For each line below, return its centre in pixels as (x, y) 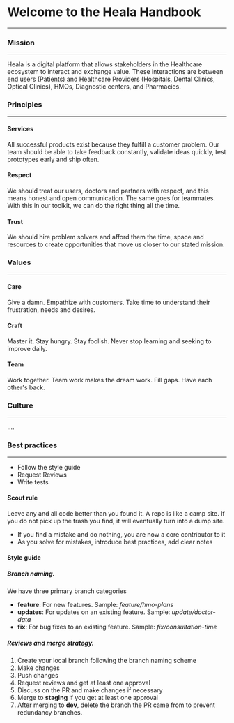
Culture (20, 405)
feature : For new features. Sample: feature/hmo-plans (95, 605)
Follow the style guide (49, 467)
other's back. (26, 387)
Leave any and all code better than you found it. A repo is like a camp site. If (116, 513)
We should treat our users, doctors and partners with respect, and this (108, 191)
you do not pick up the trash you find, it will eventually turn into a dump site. (116, 521)
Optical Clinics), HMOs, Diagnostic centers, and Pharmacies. (94, 87)
